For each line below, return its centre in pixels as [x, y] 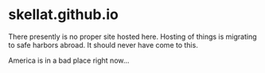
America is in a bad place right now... [69, 60]
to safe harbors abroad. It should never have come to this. [103, 44]
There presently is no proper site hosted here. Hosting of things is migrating [132, 36]
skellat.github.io [64, 15]
